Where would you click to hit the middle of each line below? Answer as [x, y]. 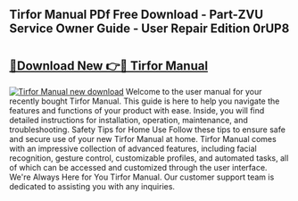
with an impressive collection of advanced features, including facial [133, 148]
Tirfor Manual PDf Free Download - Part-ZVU [137, 15]
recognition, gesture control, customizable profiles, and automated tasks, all [149, 158]
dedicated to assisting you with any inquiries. [92, 186]
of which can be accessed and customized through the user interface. [138, 167]
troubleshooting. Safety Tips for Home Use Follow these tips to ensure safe [147, 130]
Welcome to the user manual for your [194, 92]
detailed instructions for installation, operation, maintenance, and [128, 120]
